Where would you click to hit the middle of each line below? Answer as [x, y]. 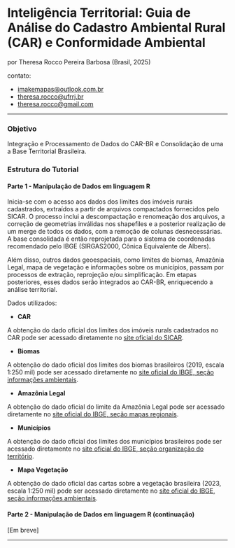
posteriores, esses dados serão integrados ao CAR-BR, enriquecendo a [110, 282]
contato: [19, 76]
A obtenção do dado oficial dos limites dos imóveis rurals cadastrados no [113, 330]
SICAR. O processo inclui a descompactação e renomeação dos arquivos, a [116, 217]
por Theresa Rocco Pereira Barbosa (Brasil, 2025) [79, 62]
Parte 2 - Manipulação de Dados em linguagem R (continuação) [101, 514]
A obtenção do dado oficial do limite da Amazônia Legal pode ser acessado [116, 407]
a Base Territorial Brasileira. [47, 151]
